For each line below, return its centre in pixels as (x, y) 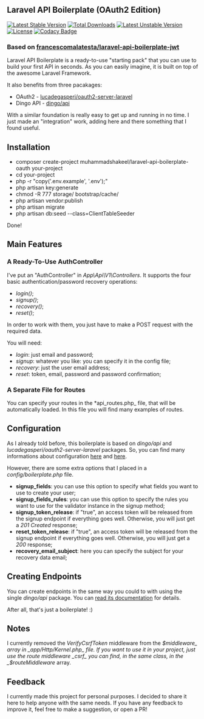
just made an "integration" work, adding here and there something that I (97, 122)
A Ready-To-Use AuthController (55, 262)
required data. (25, 331)
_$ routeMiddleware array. (39, 662)
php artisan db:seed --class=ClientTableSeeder (75, 213)
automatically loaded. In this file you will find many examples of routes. (95, 409)
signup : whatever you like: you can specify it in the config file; (93, 361)
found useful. (23, 128)
